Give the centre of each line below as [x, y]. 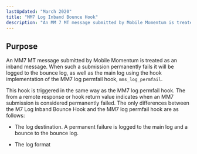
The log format [33, 145]
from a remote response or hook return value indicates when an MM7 [90, 97]
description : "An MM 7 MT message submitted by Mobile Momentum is [90, 22]
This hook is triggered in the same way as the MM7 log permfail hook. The [96, 91]
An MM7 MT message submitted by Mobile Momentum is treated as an [92, 61]
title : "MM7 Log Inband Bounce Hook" [52, 17]
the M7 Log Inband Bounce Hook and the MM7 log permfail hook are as [92, 109]
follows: [16, 116]
